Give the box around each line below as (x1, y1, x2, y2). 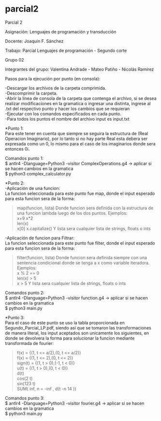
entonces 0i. (5, 146, 30, 152)
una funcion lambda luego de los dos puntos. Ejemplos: (16, 210, 128, 216)
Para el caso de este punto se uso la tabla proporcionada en (5, 320, 125, 326)
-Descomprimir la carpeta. (5, 90, 58, 96)
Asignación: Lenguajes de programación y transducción (5, 29, 117, 34)
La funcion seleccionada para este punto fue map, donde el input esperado (5, 190, 155, 196)
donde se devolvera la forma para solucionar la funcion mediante (5, 335, 135, 341)
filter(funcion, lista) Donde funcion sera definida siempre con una (16, 254, 147, 260)
